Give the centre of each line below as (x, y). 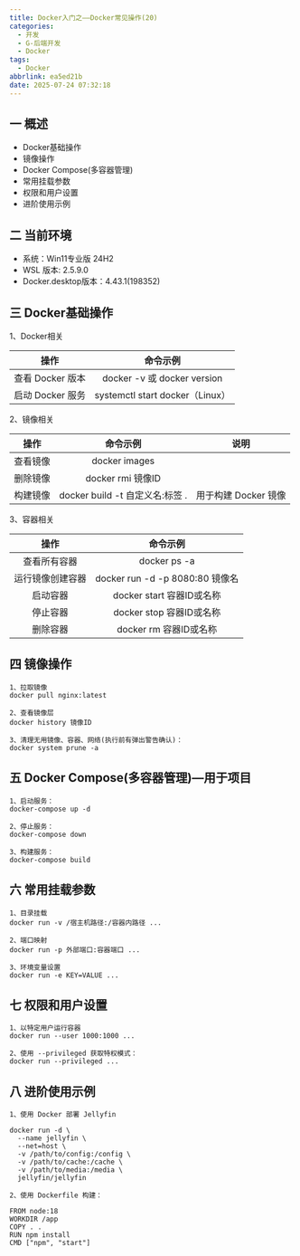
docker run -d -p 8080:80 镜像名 (167, 578)
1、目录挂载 (28, 913)
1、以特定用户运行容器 (45, 1028)
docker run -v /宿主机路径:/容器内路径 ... (86, 923)
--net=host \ (42, 1147)
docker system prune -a (54, 747)
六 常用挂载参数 (52, 890)
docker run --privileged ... (64, 1061)
